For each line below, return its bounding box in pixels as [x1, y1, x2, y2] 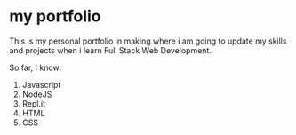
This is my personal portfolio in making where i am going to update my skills [9, 36, 287, 46]
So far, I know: [9, 62, 62, 73]
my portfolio [9, 6, 101, 27]
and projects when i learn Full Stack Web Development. [9, 44, 212, 55]
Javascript [21, 79, 61, 90]
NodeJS [21, 89, 52, 99]
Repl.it [21, 98, 46, 108]
